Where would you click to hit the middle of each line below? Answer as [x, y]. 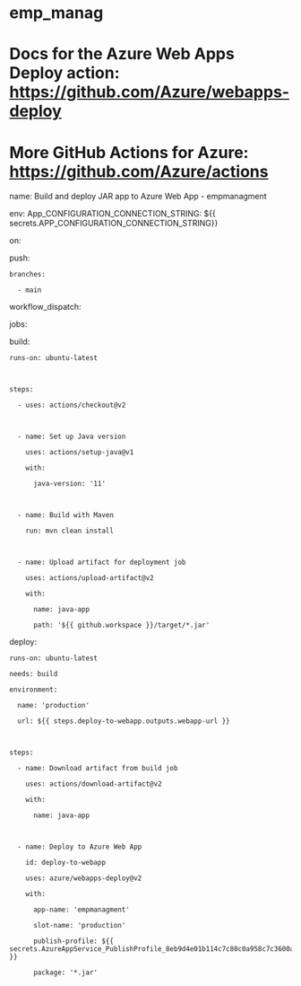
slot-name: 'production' [79, 926]
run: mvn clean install [70, 531]
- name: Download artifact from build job [98, 769]
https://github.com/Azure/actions [139, 171]
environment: [34, 690]
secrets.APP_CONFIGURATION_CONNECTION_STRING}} [114, 224]
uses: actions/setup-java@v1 [80, 453]
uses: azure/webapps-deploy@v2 [84, 878]
